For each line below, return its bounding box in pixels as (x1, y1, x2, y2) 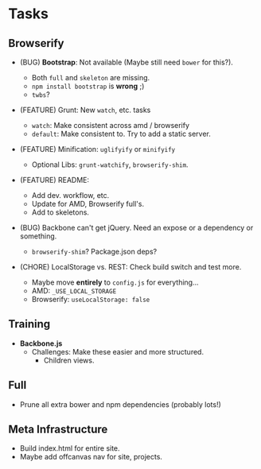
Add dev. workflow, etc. (31, 191, 110, 200)
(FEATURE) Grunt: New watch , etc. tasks (19, 105, 151, 114)
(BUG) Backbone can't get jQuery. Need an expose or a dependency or (19, 223, 254, 232)
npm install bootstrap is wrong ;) (31, 81, 145, 91)
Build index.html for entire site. (19, 444, 121, 453)
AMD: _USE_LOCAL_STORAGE (31, 286, 117, 295)
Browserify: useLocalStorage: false (31, 295, 150, 304)
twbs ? (31, 90, 50, 99)
